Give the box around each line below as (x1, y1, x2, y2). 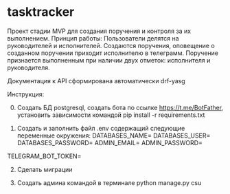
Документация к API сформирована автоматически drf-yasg (7, 76, 185, 85)
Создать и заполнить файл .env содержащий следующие (16, 124, 185, 132)
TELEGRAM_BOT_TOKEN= (7, 152, 82, 160)
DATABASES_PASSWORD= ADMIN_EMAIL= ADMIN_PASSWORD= (16, 138, 203, 147)
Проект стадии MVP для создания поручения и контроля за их (7, 27, 191, 35)
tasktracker (7, 4, 75, 20)
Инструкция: (7, 90, 45, 98)
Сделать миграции (16, 165, 73, 173)
